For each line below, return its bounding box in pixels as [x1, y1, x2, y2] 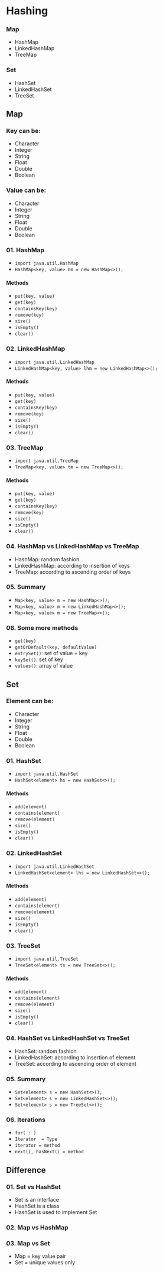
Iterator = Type [14, 1136, 58, 1143]
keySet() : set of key [14, 656, 63, 663]
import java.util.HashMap [14, 261, 79, 266]
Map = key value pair [14, 1253, 66, 1260]
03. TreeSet [6, 941, 41, 949]
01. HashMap [6, 246, 45, 254]
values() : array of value [14, 662, 73, 669]
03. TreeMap [6, 443, 44, 451]
